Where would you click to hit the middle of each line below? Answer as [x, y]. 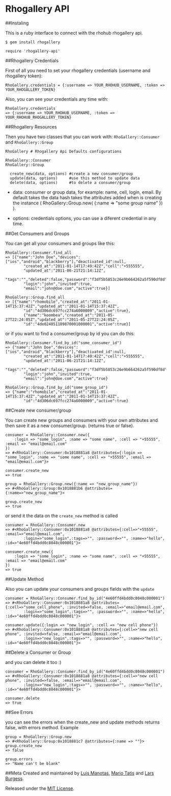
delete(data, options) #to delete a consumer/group [70, 182]
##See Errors [19, 712]
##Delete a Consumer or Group [38, 652]
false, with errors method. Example [42, 727]
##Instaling [17, 23]
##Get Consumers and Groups [37, 233]
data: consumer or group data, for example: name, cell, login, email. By [87, 192]
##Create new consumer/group [38, 410]
